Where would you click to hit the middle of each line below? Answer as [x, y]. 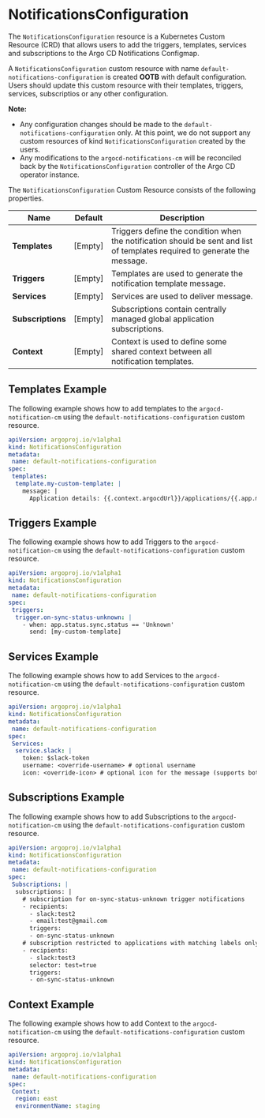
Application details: [65, 498]
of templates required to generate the [181, 250]
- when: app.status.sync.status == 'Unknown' [99, 625]
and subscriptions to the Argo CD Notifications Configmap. [104, 53]
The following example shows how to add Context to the [100, 1023]
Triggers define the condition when [177, 231]
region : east [37, 1099]
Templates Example [58, 390]
